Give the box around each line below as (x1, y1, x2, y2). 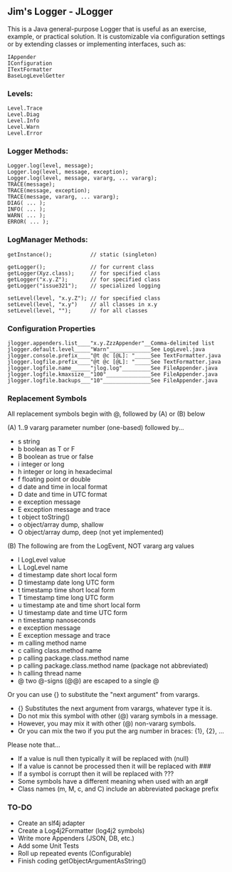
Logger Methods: (7, 146, 69, 156)
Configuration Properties (7, 323, 96, 333)
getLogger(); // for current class (7, 263, 154, 270)
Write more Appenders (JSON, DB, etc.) (17, 834, 135, 842)
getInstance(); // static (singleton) (7, 251, 158, 258)
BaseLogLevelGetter (7, 72, 65, 79)
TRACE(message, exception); (7, 187, 91, 194)
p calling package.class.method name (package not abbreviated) (17, 661, 209, 670)
